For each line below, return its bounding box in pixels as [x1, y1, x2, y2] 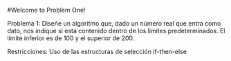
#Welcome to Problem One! [7, 6, 86, 14]
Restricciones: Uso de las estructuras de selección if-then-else [7, 48, 187, 55]
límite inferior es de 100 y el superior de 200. [7, 34, 135, 42]
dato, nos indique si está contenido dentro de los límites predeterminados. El [7, 27, 225, 35]
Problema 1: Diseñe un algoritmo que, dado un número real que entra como [7, 19, 221, 27]
